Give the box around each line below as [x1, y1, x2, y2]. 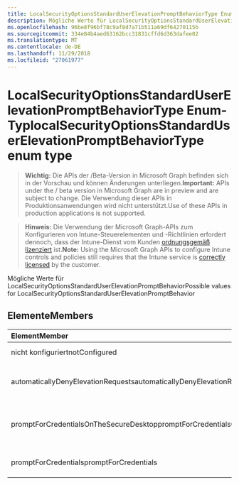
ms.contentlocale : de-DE [7, 43, 81, 50]
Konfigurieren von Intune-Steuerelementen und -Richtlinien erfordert [24, 230, 226, 239]
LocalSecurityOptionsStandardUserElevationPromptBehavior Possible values [7, 281, 231, 290]
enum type [7, 147, 73, 163]
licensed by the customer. [24, 260, 101, 268]
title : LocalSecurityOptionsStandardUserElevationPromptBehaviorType [7, 10, 218, 18]
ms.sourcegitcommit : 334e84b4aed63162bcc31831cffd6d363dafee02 [7, 30, 199, 38]
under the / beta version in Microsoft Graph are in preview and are [24, 186, 219, 195]
